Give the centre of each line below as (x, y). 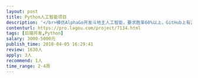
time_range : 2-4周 (28, 66)
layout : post (22, 11)
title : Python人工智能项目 (37, 17)
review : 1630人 (24, 50)
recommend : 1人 (24, 60)
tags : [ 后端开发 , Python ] (35, 33)
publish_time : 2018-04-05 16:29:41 (50, 45)
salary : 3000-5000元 (31, 39)
